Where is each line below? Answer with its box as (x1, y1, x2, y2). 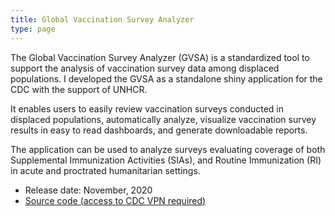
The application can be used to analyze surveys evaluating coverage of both (10, 143, 326, 155)
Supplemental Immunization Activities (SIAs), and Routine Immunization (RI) (10, 154, 322, 166)
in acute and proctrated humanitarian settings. (10, 164, 201, 176)
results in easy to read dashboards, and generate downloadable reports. (10, 124, 308, 136)
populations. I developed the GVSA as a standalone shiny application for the (10, 72, 323, 85)
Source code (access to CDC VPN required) (24, 194, 207, 206)
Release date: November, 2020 (24, 184, 153, 196)
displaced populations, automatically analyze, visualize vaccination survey (10, 113, 317, 125)
